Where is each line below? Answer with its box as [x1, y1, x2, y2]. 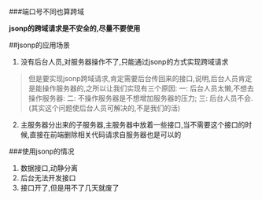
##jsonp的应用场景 [9, 40, 70, 50]
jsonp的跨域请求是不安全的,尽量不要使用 [9, 24, 141, 33]
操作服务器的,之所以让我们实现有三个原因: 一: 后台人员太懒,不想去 [42, 83, 254, 93]
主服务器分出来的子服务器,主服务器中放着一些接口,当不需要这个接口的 [20, 120, 245, 129]
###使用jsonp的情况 [9, 146, 75, 156]
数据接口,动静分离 [20, 164, 78, 172]
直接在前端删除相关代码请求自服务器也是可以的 [29, 130, 182, 139]
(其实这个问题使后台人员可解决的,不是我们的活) [28, 103, 181, 113]
